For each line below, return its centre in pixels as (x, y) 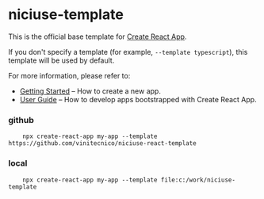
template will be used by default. (61, 60)
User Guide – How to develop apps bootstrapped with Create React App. (138, 99)
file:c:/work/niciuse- (198, 180)
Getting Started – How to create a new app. (90, 91)
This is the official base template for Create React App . (98, 36)
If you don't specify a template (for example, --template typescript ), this (128, 52)
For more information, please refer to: (69, 75)
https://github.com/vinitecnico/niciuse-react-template (102, 144)
